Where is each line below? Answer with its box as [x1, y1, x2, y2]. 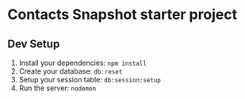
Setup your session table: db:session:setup [18, 75, 162, 84]
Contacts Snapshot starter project [7, 6, 238, 24]
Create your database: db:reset [18, 67, 123, 76]
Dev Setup [7, 37, 60, 51]
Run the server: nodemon [18, 83, 97, 93]
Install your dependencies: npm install [18, 58, 147, 67]
